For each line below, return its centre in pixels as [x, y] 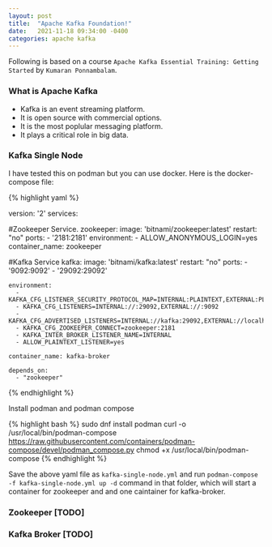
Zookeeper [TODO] [47, 512]
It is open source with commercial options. [91, 118]
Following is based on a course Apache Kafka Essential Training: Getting [134, 62]
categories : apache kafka [52, 38]
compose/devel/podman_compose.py [72, 450]
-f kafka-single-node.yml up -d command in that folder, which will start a [132, 482]
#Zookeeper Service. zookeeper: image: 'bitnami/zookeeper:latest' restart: [133, 229]
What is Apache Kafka [53, 92]
